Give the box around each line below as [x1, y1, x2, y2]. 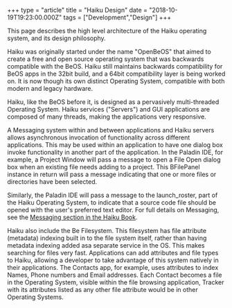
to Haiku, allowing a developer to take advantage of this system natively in [7, 256, 220, 264]
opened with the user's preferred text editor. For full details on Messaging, [7, 206, 220, 214]
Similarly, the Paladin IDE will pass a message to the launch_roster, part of [7, 191, 218, 199]
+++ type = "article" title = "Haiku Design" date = [7, 6, 148, 14]
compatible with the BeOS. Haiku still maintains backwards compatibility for [7, 62, 223, 70]
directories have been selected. [7, 178, 98, 186]
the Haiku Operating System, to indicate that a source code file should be [7, 198, 217, 207]
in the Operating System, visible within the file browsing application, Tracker [7, 278, 224, 286]
